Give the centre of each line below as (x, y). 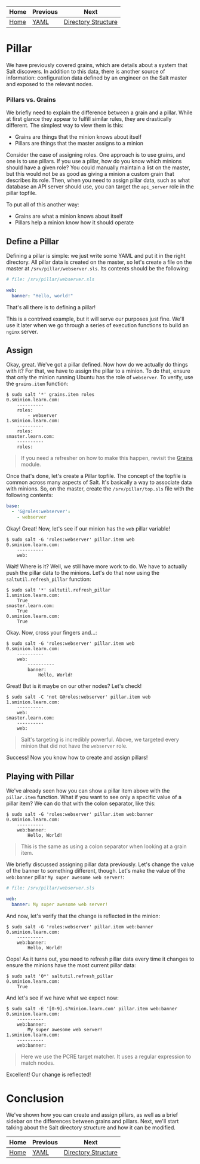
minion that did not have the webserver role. (74, 746)
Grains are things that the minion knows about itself (78, 137)
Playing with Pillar (40, 776)
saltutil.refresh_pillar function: (49, 579)
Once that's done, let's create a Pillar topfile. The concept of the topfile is (96, 476)
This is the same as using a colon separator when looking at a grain (104, 846)
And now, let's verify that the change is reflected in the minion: (83, 916)
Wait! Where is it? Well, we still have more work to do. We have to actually (97, 566)
